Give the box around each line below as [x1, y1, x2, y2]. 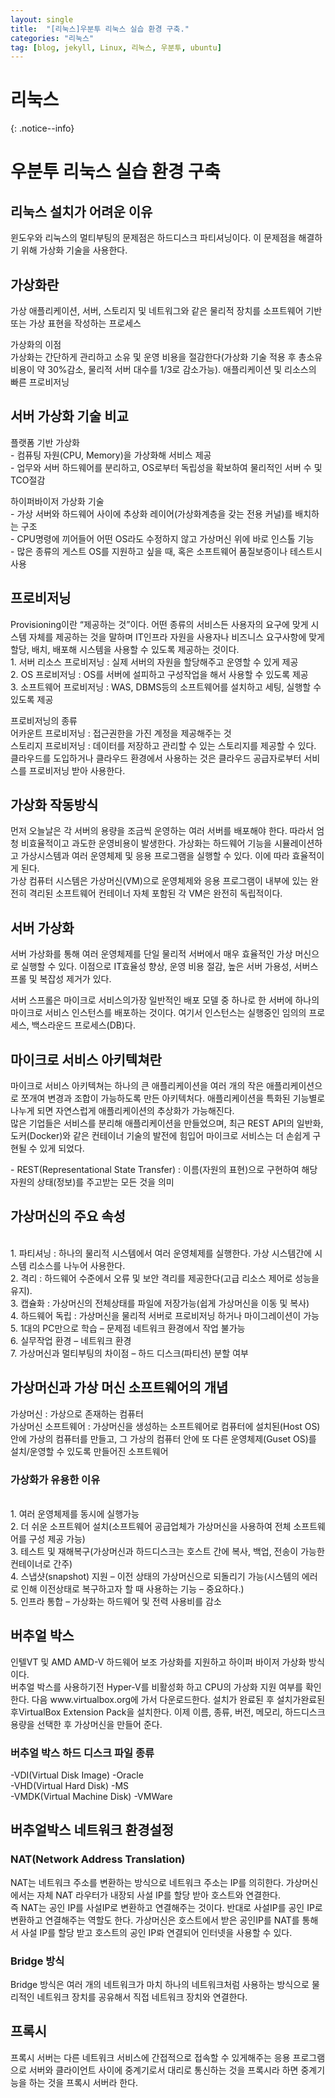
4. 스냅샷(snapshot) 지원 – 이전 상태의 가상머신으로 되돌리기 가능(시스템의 [10, 1570, 300, 1582]
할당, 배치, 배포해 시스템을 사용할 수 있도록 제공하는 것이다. [10, 643, 240, 655]
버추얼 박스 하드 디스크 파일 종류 [10, 1746, 155, 1760]
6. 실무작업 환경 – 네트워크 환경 [10, 1334, 132, 1346]
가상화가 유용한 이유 [10, 1472, 101, 1486]
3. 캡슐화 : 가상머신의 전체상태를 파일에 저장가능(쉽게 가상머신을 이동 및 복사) [10, 1297, 310, 1309]
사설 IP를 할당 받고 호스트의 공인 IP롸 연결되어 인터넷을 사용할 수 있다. [20, 1926, 293, 1938]
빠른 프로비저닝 [10, 376, 70, 388]
